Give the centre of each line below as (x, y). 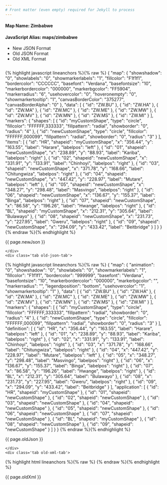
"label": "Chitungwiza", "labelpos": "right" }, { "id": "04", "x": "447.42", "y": (82, 350)
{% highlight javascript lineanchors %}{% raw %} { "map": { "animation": (80, 265)
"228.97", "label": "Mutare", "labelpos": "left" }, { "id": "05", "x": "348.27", (81, 355)
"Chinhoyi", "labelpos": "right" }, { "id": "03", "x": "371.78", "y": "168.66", (79, 344)
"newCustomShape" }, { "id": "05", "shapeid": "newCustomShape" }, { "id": (82, 408)
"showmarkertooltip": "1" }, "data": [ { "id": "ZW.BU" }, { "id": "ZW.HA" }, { (81, 291)
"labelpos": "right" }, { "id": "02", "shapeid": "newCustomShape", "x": (77, 158)
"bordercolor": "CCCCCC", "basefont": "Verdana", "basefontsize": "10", (78, 83)
